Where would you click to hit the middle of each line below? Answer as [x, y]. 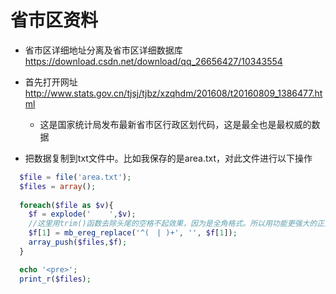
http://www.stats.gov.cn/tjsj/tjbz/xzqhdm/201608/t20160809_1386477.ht [173, 93]
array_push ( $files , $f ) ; [78, 242]
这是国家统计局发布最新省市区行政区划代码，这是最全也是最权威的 [175, 124]
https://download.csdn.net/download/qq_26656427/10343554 [153, 61]
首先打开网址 [51, 82]
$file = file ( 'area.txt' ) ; [75, 177]
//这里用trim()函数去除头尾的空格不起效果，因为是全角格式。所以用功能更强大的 [173, 224]
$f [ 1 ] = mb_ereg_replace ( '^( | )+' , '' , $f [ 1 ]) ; [133, 233]
